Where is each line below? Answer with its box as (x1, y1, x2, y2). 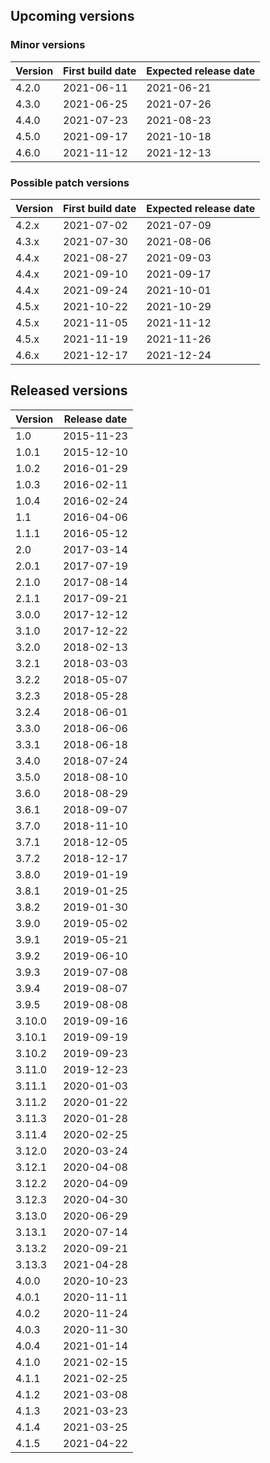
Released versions (10, 382, 128, 399)
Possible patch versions (10, 175, 130, 189)
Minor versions (10, 38, 86, 52)
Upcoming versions (10, 8, 135, 25)
